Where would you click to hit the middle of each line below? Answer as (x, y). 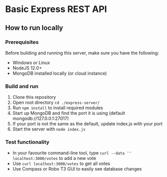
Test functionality (27, 142)
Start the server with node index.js (49, 129)
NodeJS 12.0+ (27, 68)
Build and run (22, 86)
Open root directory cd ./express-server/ (56, 103)
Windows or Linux (31, 62)
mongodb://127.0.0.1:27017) (41, 118)
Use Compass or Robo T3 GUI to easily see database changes (77, 169)
